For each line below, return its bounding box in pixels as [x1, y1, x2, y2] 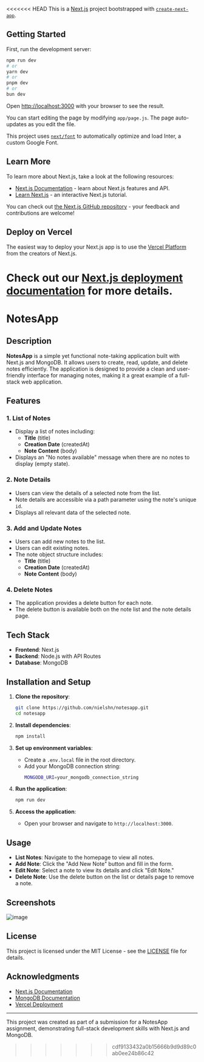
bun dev [6, 91, 26, 98]
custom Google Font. [6, 138, 59, 146]
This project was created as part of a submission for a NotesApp [6, 1018, 168, 1025]
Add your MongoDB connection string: [24, 762, 121, 770]
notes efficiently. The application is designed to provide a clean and [6, 365, 176, 372]
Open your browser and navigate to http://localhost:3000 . [24, 820, 173, 827]
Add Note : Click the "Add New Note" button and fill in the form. [15, 860, 173, 868]
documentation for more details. [6, 283, 173, 298]
